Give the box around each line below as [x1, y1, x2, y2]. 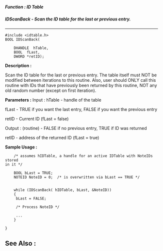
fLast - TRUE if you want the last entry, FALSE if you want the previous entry [5, 107, 158, 112]
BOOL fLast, [14, 50, 40, 55]
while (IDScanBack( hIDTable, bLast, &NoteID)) [14, 188, 112, 193]
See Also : [5, 239, 36, 248]
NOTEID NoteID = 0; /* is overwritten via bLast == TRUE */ [14, 175, 140, 180]
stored [5, 158, 18, 163]
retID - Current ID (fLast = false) [5, 116, 69, 122]
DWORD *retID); [14, 54, 45, 59]
